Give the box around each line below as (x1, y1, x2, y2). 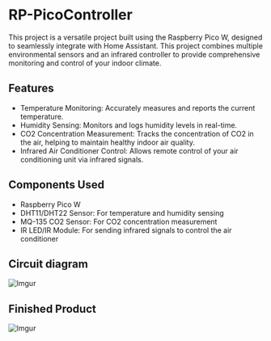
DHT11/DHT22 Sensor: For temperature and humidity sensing (19, 208, 224, 217)
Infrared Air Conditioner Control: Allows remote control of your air (19, 145, 239, 155)
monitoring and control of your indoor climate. (8, 58, 162, 68)
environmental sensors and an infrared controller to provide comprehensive (8, 49, 260, 59)
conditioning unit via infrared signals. (19, 154, 144, 164)
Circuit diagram (8, 257, 89, 271)
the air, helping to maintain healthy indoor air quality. (19, 137, 196, 147)
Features (8, 82, 54, 95)
